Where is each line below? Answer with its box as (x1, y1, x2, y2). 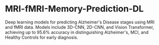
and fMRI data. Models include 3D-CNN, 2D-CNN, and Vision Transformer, (5, 24, 154, 30)
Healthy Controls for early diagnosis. (5, 34, 79, 40)
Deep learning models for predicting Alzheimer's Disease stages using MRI (5, 19, 155, 25)
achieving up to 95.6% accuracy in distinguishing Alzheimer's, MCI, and (5, 29, 149, 35)
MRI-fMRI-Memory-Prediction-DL (5, 3, 144, 14)
